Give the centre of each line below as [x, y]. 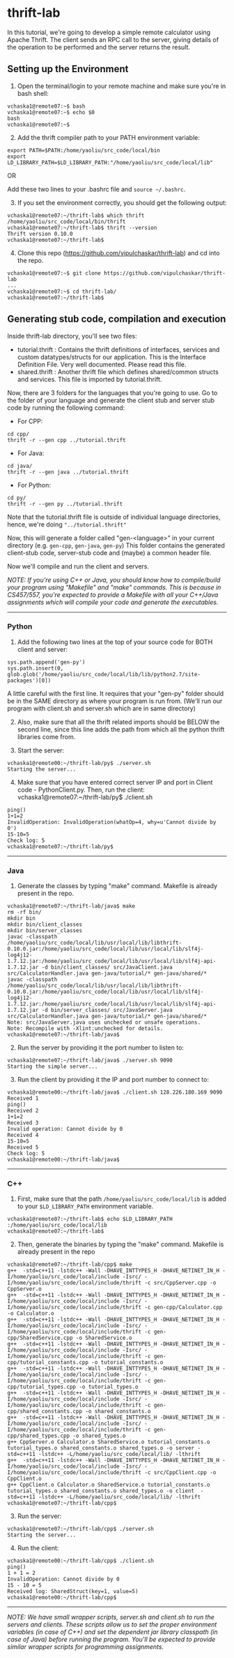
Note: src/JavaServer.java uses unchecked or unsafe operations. [104, 1022]
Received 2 [23, 1111]
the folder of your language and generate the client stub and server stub [111, 400]
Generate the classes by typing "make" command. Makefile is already [117, 886]
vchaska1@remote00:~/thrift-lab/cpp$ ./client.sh [81, 1561]
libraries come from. [46, 736]
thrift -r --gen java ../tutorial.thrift [68, 472]
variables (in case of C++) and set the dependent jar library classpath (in [112, 1632]
